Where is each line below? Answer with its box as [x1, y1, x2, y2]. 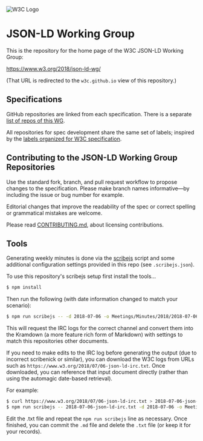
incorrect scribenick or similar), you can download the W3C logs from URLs [6, 356, 195, 363]
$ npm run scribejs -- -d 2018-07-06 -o [6, 314, 110, 320]
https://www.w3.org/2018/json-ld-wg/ [6, 65, 101, 72]
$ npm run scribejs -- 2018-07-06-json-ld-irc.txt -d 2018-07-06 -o [6, 404, 182, 410]
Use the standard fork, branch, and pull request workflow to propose [6, 178, 178, 185]
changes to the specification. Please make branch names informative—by [6, 185, 190, 192]
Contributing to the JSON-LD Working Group [6, 153, 178, 163]
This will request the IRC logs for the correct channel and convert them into [6, 325, 193, 332]
